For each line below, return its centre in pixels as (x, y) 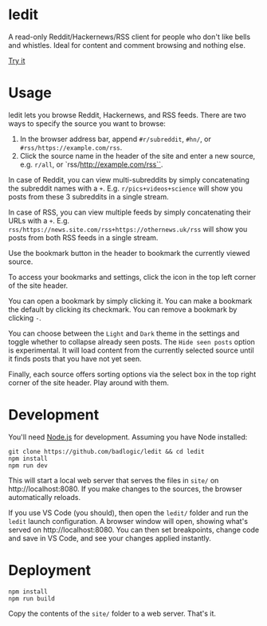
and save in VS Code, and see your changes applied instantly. (110, 538)
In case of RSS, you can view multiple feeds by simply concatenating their (130, 212)
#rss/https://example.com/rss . (71, 147)
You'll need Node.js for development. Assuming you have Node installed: (128, 437)
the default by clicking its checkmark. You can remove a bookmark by (123, 309)
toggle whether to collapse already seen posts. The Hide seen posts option (132, 341)
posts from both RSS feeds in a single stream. (83, 238)
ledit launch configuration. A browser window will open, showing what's (128, 521)
